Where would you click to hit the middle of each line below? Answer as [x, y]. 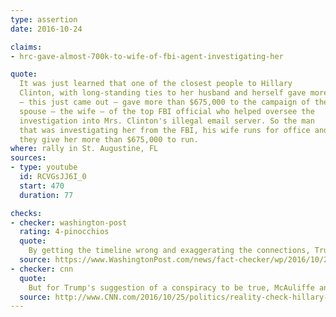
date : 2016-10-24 [46, 29]
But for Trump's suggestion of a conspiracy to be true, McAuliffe [171, 287]
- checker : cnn [42, 269]
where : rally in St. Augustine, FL [84, 149]
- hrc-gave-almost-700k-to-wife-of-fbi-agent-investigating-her [147, 56]
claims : [26, 47]
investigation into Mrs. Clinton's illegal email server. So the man [167, 121]
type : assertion [44, 19]
